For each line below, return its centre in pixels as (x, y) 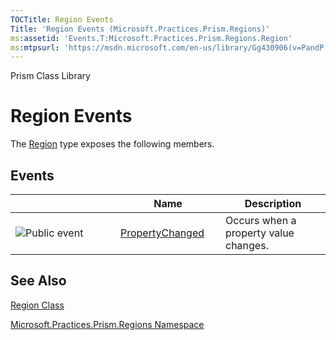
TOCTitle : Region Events (62, 19)
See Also (38, 281)
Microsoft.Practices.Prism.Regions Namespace (107, 324)
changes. (247, 245)
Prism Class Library (50, 76)
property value (260, 233)
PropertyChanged (162, 233)
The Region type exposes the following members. (112, 144)
